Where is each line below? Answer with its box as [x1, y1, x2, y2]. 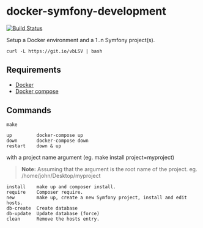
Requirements [6, 65, 61, 75]
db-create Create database [6, 205, 78, 211]
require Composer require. [6, 189, 84, 195]
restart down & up [6, 142, 62, 149]
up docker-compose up [6, 132, 84, 138]
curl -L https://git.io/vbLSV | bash [6, 48, 103, 54]
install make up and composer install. [6, 183, 116, 190]
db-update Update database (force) [6, 210, 100, 216]
